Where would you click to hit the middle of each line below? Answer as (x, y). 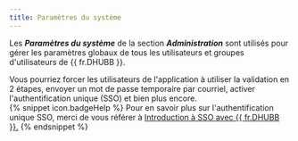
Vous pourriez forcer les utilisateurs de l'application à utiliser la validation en (149, 79)
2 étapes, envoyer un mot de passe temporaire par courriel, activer (132, 88)
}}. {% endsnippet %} (49, 127)
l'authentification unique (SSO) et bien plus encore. (103, 98)
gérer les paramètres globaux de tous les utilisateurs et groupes (127, 52)
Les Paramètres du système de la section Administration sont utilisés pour (149, 43)
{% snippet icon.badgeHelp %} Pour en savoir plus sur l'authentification (142, 107)
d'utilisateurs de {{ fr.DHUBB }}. (67, 62)
